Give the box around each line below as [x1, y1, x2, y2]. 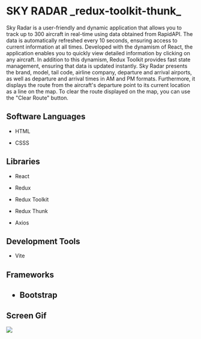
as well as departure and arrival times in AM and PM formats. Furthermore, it [6, 75, 196, 82]
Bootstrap [19, 290, 58, 301]
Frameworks [6, 269, 55, 280]
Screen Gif [6, 310, 47, 320]
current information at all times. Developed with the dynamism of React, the [6, 43, 193, 50]
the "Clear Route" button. [6, 94, 69, 101]
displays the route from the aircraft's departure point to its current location [6, 81, 190, 88]
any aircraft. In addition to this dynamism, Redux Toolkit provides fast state [6, 56, 191, 63]
